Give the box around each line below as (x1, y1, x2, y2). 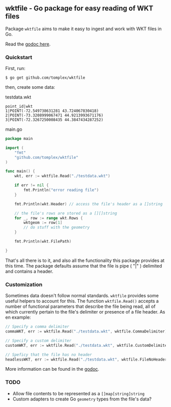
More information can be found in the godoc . (5, 366, 99, 372)
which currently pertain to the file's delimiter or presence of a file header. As (5, 309, 165, 315)
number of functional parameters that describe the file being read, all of (5, 303, 156, 309)
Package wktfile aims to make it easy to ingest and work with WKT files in (5, 26, 162, 32)
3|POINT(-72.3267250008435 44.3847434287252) (5, 117, 103, 123)
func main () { (5, 169, 36, 174)
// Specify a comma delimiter (5, 324, 70, 329)
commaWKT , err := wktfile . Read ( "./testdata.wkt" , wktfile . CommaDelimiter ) (5, 329, 167, 334)
